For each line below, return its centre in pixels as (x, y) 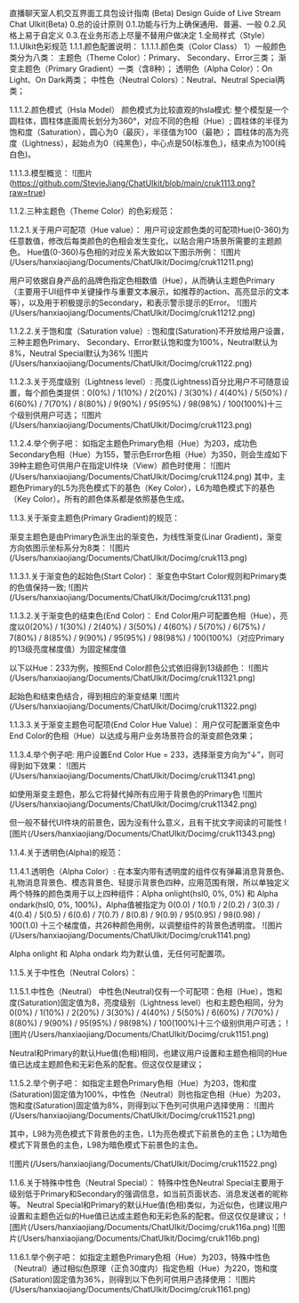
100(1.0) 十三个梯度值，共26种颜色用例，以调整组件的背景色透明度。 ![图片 (146, 925)
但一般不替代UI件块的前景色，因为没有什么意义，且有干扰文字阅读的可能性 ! (148, 822)
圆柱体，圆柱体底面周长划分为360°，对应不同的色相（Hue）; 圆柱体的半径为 (149, 121)
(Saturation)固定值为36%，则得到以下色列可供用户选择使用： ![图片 (133, 1279)
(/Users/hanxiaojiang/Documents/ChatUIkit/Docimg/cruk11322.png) (133, 706)
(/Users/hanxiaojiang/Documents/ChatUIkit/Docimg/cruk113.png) (128, 558)
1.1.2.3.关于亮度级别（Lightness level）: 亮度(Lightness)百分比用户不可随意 (145, 382)
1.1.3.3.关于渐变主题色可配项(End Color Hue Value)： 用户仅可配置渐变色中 (145, 724)
